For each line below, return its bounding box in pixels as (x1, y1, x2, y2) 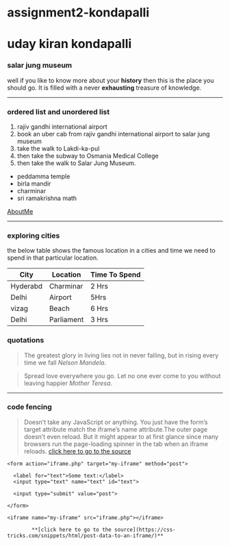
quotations (7, 336, 44, 345)
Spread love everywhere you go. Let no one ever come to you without (23, 371, 221, 380)
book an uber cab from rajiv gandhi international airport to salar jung (16, 129, 210, 138)
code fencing (7, 402, 53, 412)
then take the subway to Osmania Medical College (16, 151, 159, 160)
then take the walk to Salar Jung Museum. (16, 159, 136, 167)
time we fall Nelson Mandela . (23, 358, 107, 367)
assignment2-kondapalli (7, 5, 150, 21)
